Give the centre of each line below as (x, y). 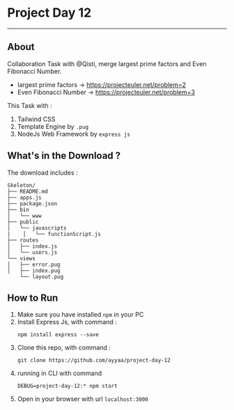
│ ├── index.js (32, 246)
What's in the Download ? (64, 156)
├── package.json (32, 203)
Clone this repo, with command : (64, 348)
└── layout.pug (42, 276)
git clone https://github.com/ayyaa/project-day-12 (94, 361)
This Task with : (30, 105)
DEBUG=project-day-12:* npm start (67, 386)
